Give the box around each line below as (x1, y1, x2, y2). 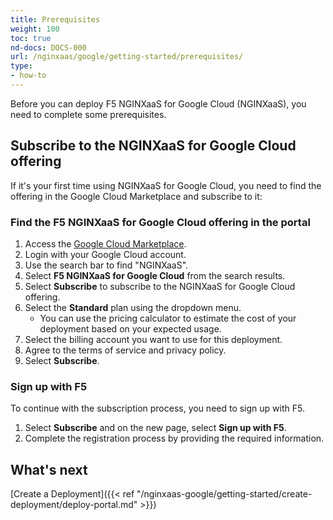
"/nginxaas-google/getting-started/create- (136, 488, 313, 500)
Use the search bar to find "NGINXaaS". (24, 259, 189, 271)
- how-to (10, 71, 47, 81)
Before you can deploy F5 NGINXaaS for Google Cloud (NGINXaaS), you (10, 97, 307, 110)
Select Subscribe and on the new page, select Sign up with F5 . (24, 422, 287, 434)
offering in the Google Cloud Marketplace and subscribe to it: (10, 190, 263, 202)
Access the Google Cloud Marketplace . (24, 237, 187, 250)
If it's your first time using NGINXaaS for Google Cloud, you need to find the (10, 179, 322, 191)
